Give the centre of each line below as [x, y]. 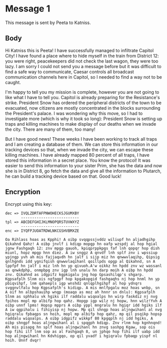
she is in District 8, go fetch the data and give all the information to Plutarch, [83, 171]
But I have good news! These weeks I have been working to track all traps [81, 139]
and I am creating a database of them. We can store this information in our [82, 144]
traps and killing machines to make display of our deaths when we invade [81, 124]
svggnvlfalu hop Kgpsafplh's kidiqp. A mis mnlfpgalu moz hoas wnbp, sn [82, 288]
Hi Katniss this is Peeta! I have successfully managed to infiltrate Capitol [79, 50]
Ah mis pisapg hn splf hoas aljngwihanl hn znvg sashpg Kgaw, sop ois [80, 327]
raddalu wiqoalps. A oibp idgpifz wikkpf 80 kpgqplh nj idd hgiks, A [79, 318]
